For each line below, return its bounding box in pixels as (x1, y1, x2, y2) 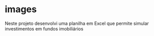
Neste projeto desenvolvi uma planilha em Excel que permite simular (5, 20, 149, 26)
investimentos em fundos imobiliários (5, 25, 84, 31)
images (5, 4, 37, 15)
